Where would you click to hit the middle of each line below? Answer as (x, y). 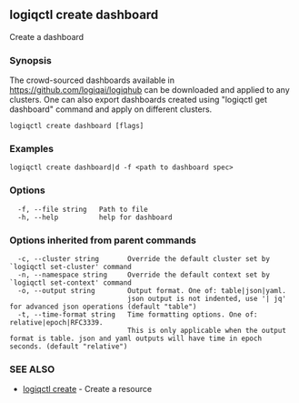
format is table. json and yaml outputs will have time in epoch (135, 338)
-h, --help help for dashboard (95, 217)
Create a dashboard (47, 36)
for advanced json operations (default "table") (103, 307)
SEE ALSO (32, 369)
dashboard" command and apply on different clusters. (111, 109)
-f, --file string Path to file (83, 209)
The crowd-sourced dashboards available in (92, 80)
